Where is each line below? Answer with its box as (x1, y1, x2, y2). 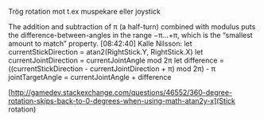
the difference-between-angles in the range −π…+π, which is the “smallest (8, 31, 253, 40)
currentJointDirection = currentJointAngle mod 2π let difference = (8, 55, 224, 65)
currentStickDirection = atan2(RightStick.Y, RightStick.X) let (8, 47, 204, 56)
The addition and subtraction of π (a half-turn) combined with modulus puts (8, 22, 256, 31)
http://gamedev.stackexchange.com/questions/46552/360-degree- (10, 88, 233, 97)
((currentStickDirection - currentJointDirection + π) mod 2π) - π (8, 64, 216, 74)
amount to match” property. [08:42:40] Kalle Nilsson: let (8, 39, 192, 48)
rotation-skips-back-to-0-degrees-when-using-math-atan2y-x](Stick (8, 96, 236, 105)
